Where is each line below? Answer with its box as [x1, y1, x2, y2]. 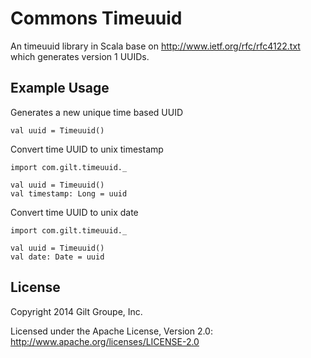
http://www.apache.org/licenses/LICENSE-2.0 [10, 335, 200, 347]
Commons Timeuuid [10, 7, 183, 30]
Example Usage [10, 80, 110, 97]
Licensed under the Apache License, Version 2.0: [10, 325, 213, 337]
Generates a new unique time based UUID [10, 106, 184, 118]
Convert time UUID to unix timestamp [10, 143, 164, 155]
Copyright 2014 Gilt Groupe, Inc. [10, 305, 143, 317]
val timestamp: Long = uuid [10, 188, 128, 199]
